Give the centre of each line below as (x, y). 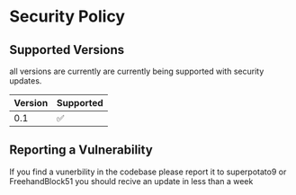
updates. (26, 81)
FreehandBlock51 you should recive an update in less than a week (131, 181)
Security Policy (67, 17)
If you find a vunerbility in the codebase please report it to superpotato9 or (148, 172)
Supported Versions (67, 50)
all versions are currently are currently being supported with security (137, 71)
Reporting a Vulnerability (81, 150)
